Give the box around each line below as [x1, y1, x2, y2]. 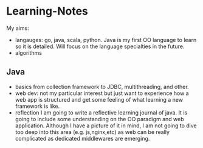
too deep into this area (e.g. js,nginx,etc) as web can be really [15, 128, 170, 135]
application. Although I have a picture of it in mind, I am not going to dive [15, 122, 197, 129]
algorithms [15, 49, 43, 56]
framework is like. [15, 102, 60, 110]
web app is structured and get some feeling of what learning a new [15, 96, 184, 103]
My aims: [6, 24, 29, 32]
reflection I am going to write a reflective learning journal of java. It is [15, 108, 188, 116]
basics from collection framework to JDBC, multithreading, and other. [15, 83, 190, 90]
